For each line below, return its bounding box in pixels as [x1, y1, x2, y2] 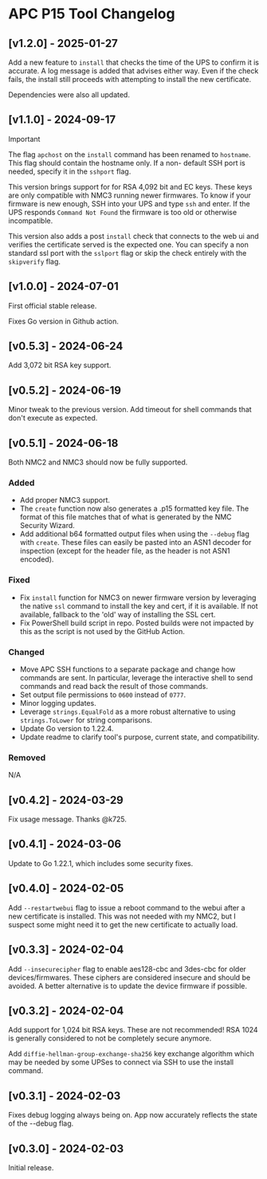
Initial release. [8, 1162, 54, 1172]
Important [8, 134, 41, 143]
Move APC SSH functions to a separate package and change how [19, 664, 236, 674]
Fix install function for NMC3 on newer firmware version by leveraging [19, 593, 257, 602]
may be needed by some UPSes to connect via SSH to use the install [8, 1057, 234, 1067]
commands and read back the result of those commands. [19, 681, 209, 691]
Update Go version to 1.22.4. [19, 723, 114, 733]
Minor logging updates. [19, 698, 97, 707]
